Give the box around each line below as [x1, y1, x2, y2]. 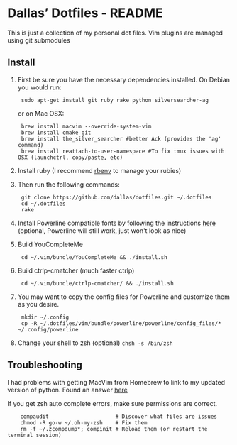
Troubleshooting [7, 359, 83, 371]
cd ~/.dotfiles [21, 200, 66, 207]
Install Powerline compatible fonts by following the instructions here [17, 219, 216, 227]
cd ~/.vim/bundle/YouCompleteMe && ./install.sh [21, 253, 168, 260]
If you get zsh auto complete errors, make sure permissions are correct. [7, 399, 218, 407]
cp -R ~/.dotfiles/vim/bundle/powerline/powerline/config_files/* [21, 319, 221, 327]
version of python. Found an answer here [7, 385, 128, 394]
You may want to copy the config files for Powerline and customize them [17, 292, 231, 301]
